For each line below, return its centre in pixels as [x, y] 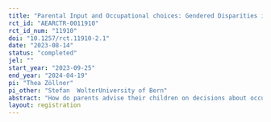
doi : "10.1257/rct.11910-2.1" [59, 38]
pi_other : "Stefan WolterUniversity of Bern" [88, 90]
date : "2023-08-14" [41, 46]
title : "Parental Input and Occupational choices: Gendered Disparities [133, 16]
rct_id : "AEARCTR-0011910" [54, 23]
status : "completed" [43, 53]
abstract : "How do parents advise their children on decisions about [128, 98]
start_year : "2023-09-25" [52, 68]
